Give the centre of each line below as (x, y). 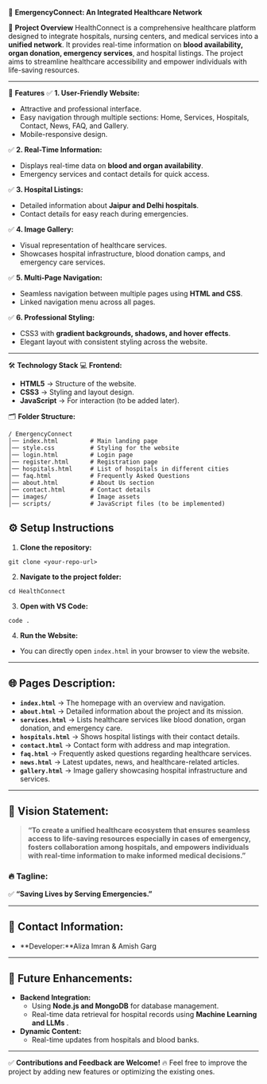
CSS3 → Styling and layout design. (77, 392)
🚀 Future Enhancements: (70, 978)
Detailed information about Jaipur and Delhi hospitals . (109, 205)
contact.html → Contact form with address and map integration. (125, 745)
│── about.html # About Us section (81, 483)
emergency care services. (62, 262)
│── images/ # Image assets (74, 497)
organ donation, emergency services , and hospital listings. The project (126, 53)
